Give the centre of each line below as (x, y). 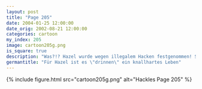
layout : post (23, 12)
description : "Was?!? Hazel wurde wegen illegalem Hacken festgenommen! (99, 57)
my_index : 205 (24, 40)
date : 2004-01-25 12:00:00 (40, 23)
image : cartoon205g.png (36, 46)
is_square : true (26, 51)
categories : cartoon (32, 34)
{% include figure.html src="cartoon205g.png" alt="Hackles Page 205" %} (99, 79)
